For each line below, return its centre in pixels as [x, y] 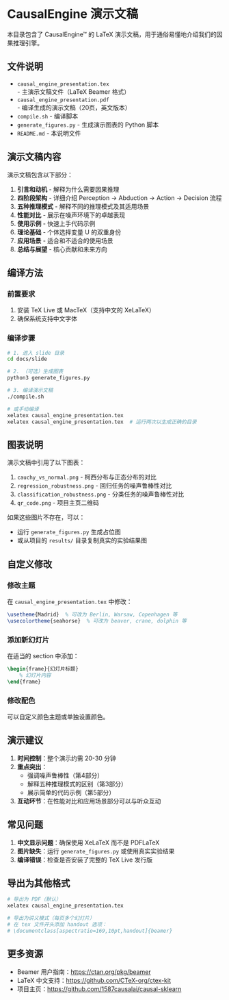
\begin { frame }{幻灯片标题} [43, 668]
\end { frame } [24, 682]
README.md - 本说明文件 [49, 133]
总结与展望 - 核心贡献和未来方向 [62, 249]
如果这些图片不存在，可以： [46, 517]
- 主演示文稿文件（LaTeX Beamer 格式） [73, 91]
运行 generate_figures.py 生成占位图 [69, 532]
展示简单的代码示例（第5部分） [71, 792]
